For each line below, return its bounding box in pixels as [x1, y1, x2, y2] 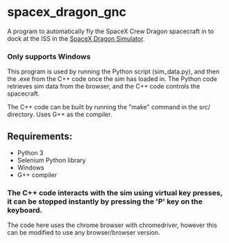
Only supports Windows [7, 51, 91, 61]
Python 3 [17, 149, 44, 157]
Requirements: [7, 130, 73, 142]
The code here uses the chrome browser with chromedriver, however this [7, 221, 217, 229]
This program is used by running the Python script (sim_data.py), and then [7, 67, 220, 76]
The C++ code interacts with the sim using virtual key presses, [7, 188, 223, 197]
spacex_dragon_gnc [7, 4, 127, 20]
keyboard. [7, 205, 43, 215]
